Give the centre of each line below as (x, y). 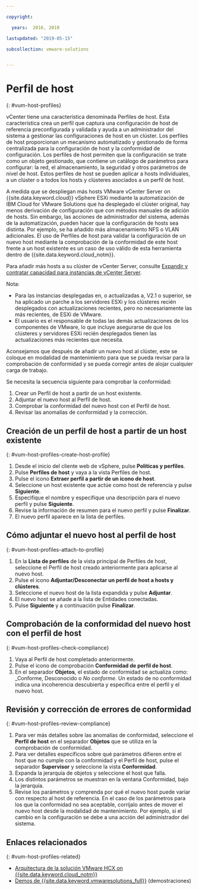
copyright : (20, 17)
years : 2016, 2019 (36, 27)
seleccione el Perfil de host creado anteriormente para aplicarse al (96, 567)
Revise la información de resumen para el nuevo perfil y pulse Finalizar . (103, 510)
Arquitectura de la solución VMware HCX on (69, 868)
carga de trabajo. (27, 370)
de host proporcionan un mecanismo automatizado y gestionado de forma (97, 142)
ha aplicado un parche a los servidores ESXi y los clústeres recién (95, 302)
